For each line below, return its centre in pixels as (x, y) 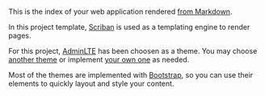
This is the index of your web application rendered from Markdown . (120, 12)
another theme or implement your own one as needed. (99, 60)
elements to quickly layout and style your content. (91, 84)
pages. (20, 36)
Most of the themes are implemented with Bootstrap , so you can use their (131, 75)
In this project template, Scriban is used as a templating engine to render (129, 27)
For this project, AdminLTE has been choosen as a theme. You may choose (133, 51)
